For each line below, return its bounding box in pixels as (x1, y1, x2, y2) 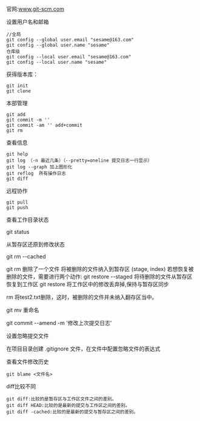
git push (6, 205, 28, 211)
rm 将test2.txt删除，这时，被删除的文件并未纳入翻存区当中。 (6, 293, 158, 301)
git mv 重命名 (6, 306, 39, 313)
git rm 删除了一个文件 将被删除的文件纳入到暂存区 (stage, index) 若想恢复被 (6, 265, 194, 272)
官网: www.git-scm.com (6, 5, 65, 12)
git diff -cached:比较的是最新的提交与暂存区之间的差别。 (6, 409, 138, 415)
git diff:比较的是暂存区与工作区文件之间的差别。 (6, 396, 117, 402)
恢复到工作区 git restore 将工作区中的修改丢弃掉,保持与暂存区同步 (6, 281, 170, 287)
